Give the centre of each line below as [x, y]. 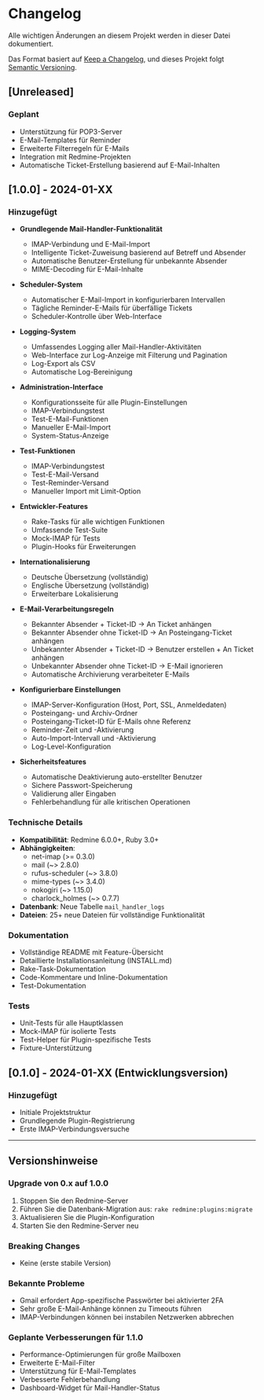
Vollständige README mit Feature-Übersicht [91, 952]
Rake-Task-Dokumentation [62, 969]
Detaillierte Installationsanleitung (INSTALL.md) [96, 960]
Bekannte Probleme [46, 1283]
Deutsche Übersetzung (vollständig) [90, 577]
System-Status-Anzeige [70, 436]
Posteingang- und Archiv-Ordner [84, 713]
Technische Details [46, 823]
